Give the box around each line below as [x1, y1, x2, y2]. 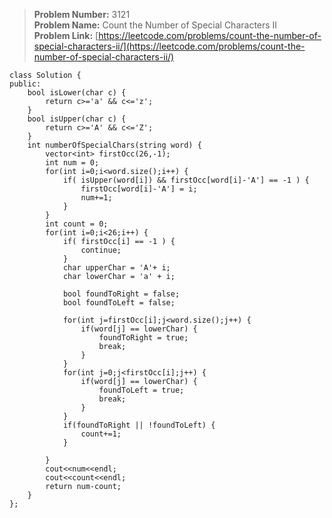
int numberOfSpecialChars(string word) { [27, 140, 202, 150]
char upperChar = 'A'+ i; [62, 263, 171, 273]
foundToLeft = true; [98, 385, 185, 395]
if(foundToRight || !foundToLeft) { [62, 420, 216, 430]
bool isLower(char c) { [27, 88, 127, 98]
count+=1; [80, 429, 122, 439]
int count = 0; [45, 219, 109, 229]
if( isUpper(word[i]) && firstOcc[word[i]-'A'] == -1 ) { [62, 175, 310, 185]
